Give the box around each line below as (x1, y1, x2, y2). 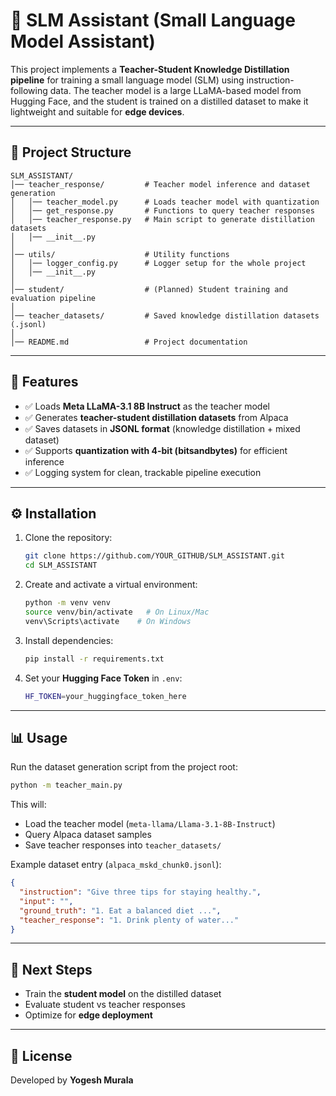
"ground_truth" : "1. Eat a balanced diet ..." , (19, 905, 222, 916)
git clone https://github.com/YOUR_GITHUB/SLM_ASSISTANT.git (24, 551, 286, 561)
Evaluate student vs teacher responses (24, 999, 186, 1011)
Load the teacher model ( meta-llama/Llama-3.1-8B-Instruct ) (24, 818, 276, 830)
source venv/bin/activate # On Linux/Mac (24, 607, 210, 617)
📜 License (10, 1047, 73, 1064)
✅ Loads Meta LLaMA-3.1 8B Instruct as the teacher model (24, 400, 270, 412)
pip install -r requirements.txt (24, 654, 165, 664)
